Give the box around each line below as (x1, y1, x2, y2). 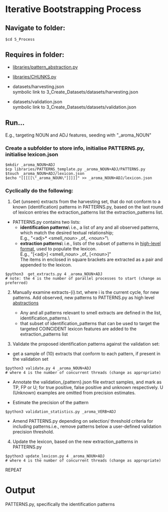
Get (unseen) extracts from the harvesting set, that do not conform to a (12, 199, 160, 205)
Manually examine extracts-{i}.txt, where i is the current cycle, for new (12, 289, 159, 295)
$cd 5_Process (5, 37, 35, 42)
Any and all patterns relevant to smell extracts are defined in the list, (20, 310, 162, 316)
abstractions (12, 300, 39, 306)
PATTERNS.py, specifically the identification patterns (5, 501, 115, 507)
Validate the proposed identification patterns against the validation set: (12, 341, 160, 347)
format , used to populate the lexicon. (20, 246, 97, 252)
